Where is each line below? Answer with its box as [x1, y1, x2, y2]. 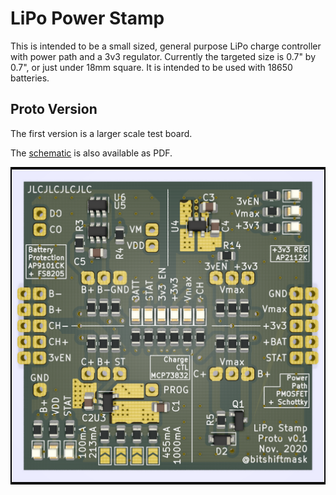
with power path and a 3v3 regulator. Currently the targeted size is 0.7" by [10, 50, 317, 62]
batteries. [10, 72, 50, 84]
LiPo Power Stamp [10, 7, 165, 30]
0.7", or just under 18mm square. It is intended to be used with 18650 [10, 61, 293, 73]
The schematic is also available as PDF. [10, 147, 173, 159]
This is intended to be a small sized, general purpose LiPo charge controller [10, 40, 322, 52]
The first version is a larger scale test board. [10, 127, 193, 139]
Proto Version [10, 101, 98, 118]
